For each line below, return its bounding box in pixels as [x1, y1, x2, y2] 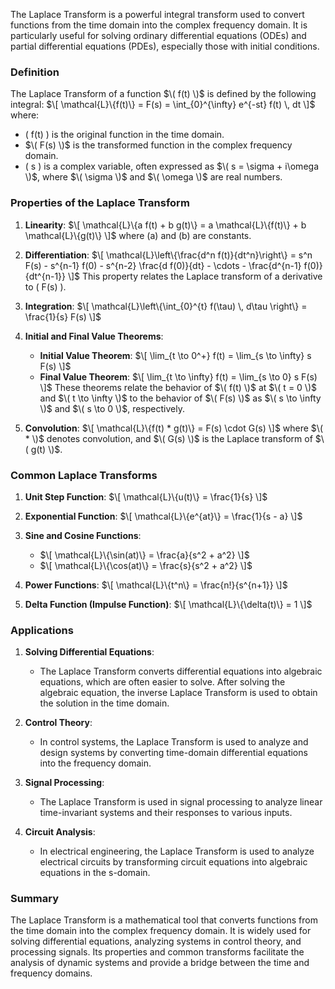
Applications [10, 623, 74, 637]
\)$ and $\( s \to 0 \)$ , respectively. [39, 402, 185, 414]
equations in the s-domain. [39, 867, 151, 879]
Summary [10, 892, 60, 906]
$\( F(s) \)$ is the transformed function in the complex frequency [24, 139, 293, 151]
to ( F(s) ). [24, 280, 67, 293]
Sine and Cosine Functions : [24, 529, 142, 541]
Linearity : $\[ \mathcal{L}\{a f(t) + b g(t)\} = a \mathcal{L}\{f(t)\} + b [24, 219, 307, 231]
